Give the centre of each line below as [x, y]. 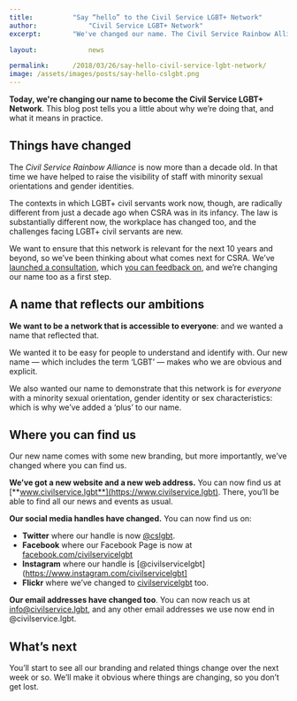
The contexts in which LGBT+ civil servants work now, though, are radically [146, 203]
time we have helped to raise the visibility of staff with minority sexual [136, 176]
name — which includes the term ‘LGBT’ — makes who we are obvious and [145, 362]
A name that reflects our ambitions [107, 305]
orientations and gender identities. [72, 186]
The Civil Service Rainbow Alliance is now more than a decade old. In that [144, 167]
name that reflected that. [54, 335]
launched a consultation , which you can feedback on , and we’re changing [144, 267]
